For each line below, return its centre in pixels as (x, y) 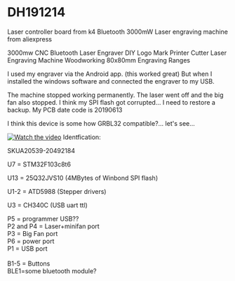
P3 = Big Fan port (33, 233)
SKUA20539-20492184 (41, 150)
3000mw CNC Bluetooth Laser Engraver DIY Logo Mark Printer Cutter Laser (117, 53)
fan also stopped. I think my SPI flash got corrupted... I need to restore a (112, 102)
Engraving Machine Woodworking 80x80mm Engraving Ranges (99, 60)
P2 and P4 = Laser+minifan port (53, 226)
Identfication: (82, 137)
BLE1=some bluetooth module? (52, 270)
